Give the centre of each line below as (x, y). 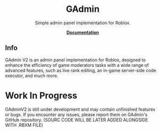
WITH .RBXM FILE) (24, 125)
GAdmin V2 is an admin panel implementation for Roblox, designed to (76, 60)
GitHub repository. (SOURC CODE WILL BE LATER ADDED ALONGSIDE (77, 120)
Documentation (83, 32)
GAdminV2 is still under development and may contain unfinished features (80, 109)
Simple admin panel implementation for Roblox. (83, 23)
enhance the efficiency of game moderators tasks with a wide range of (77, 65)
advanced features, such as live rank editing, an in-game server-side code (81, 70)
